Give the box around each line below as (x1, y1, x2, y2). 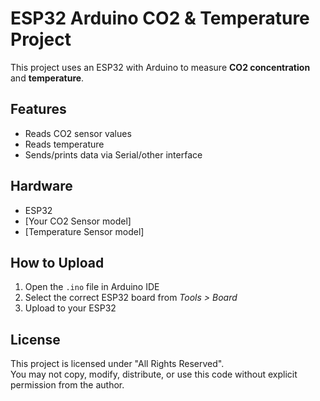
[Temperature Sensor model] (24, 225, 145, 237)
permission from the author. (10, 379, 125, 391)
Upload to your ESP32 (24, 302, 117, 314)
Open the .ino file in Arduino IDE (24, 281, 160, 293)
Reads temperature (24, 138, 105, 150)
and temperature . (10, 72, 85, 84)
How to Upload (10, 254, 105, 271)
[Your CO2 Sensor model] (24, 215, 132, 227)
